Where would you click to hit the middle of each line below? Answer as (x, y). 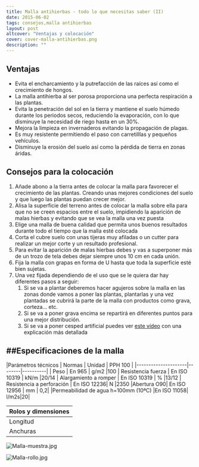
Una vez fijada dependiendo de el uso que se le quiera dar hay (91, 275)
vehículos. (27, 140)
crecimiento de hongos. (44, 89)
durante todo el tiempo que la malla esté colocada (76, 231)
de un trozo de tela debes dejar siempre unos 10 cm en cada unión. (97, 256)
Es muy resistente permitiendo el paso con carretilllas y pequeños (96, 134)
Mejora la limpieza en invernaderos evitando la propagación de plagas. (102, 128)
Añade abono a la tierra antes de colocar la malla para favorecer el (97, 186)
